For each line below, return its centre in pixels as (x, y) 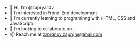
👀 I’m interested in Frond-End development (53, 13)
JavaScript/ (22, 23)
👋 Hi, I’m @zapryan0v (32, 8)
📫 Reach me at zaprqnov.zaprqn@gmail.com (56, 34)
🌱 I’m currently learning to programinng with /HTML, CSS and (72, 18)
